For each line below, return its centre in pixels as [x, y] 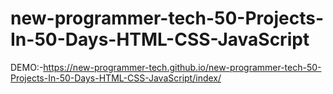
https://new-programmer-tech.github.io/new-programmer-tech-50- [182, 67]
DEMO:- [27, 67]
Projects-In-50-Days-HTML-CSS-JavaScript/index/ [116, 78]
